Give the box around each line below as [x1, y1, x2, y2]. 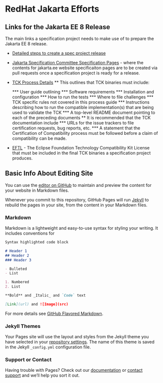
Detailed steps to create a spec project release [12, 50, 106, 56]
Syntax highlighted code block [5, 240, 69, 245]
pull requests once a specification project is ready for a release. [12, 70, 140, 76]
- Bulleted [5, 266, 27, 271]
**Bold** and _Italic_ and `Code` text [5, 293, 86, 298]
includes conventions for [5, 230, 55, 237]
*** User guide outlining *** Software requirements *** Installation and [12, 89, 154, 94]
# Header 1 [5, 248, 27, 254]
